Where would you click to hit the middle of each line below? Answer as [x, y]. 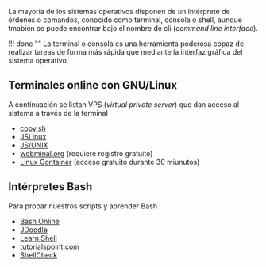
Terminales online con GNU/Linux [93, 85]
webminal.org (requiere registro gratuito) [86, 153]
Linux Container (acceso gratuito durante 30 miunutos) [110, 162]
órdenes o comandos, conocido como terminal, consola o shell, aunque [125, 20]
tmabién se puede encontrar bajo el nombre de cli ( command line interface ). [133, 28]
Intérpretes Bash [50, 187]
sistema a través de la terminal [58, 113]
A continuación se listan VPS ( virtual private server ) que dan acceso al [124, 104]
